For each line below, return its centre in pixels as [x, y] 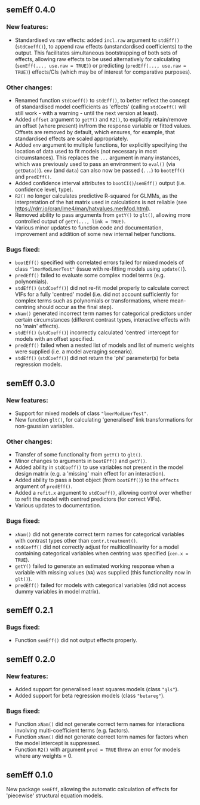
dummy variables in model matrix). [57, 591]
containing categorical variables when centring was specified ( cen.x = [101, 553]
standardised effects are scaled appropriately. [71, 138]
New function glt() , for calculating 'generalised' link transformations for [104, 419]
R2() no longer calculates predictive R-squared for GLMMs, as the [96, 196]
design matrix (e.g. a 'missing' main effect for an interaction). [90, 474]
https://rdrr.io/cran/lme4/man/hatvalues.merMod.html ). [83, 208]
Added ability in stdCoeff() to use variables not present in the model [99, 467]
